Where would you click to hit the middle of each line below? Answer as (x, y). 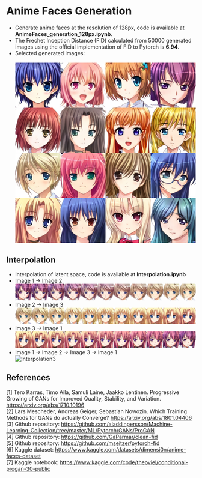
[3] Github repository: (33, 424)
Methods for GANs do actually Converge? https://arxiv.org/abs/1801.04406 (99, 417)
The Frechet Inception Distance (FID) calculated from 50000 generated (103, 40)
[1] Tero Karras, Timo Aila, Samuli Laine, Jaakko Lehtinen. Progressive (93, 392)
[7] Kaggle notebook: (32, 462)
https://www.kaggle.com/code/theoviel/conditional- (124, 462)
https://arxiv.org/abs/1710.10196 (45, 405)
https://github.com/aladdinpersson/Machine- (117, 424)
